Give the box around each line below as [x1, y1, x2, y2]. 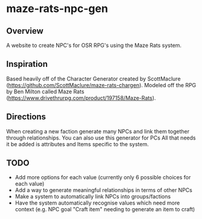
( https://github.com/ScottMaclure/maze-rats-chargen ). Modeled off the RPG [6, 81, 197, 88]
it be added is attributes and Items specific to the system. [6, 140, 149, 147]
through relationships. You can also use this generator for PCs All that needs [6, 134, 196, 141]
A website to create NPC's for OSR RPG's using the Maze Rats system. [6, 42, 182, 49]
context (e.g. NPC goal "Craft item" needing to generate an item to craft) [14, 206, 195, 213]
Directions [6, 112, 46, 122]
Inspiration [6, 59, 48, 69]
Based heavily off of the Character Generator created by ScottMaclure [6, 75, 181, 82]
